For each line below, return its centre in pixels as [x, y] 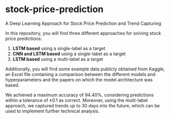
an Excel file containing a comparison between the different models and [80, 74]
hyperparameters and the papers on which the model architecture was [79, 80]
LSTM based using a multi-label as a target [58, 59]
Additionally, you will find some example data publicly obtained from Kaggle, [85, 69]
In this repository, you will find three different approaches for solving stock [83, 33]
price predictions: [24, 38]
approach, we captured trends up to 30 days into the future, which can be [82, 105]
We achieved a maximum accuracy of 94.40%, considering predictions [79, 95]
